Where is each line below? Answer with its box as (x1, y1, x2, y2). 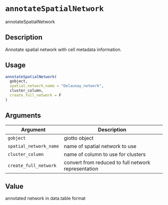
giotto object (63, 134, 94, 141)
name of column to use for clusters (63, 150, 146, 157)
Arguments (5, 111, 41, 120)
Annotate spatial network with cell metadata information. (5, 46, 122, 52)
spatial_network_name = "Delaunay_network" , (9, 83, 104, 88)
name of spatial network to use (63, 142, 136, 149)
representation (63, 165, 98, 172)
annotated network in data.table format (5, 195, 86, 201)
